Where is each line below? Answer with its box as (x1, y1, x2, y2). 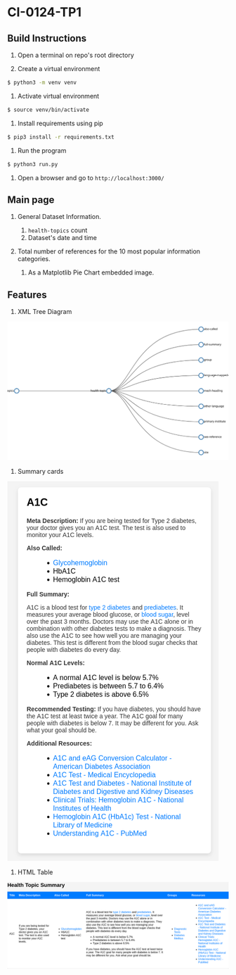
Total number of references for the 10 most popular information (17, 247, 201, 256)
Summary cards (17, 467, 64, 475)
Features (7, 289, 47, 301)
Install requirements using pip (17, 119, 103, 127)
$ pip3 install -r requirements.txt (7, 133, 114, 141)
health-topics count (27, 226, 88, 234)
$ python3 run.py (7, 161, 58, 168)
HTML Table (17, 867, 53, 876)
